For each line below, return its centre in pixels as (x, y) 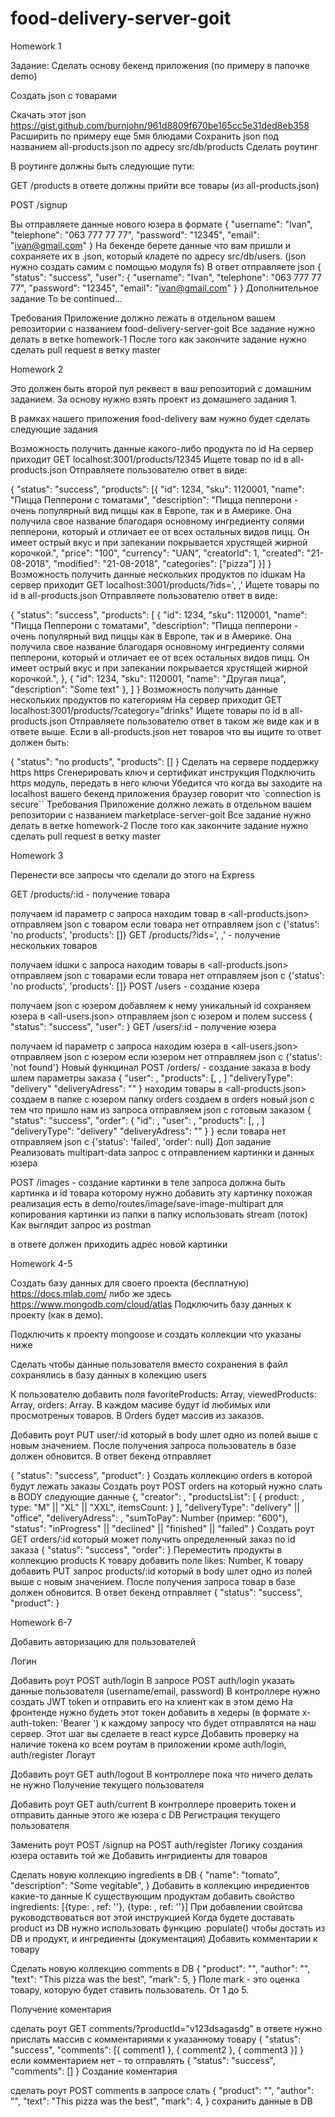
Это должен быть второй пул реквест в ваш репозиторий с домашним (161, 388)
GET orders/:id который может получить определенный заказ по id (153, 1539)
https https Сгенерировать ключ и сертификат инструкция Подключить (163, 772)
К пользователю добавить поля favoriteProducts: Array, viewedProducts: (163, 1394)
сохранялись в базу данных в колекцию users (108, 1374)
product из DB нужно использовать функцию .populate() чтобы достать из (168, 1928)
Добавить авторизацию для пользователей (103, 1641)
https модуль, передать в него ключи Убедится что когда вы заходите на (166, 783)
